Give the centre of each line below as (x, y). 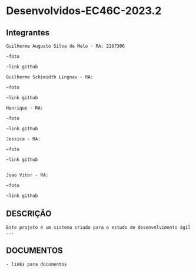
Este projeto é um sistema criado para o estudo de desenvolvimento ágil (99, 227)
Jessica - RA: (24, 139)
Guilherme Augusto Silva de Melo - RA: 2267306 (66, 46)
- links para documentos (36, 264)
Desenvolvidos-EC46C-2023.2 (84, 11)
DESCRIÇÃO (29, 214)
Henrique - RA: (25, 108)
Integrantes (28, 33)
